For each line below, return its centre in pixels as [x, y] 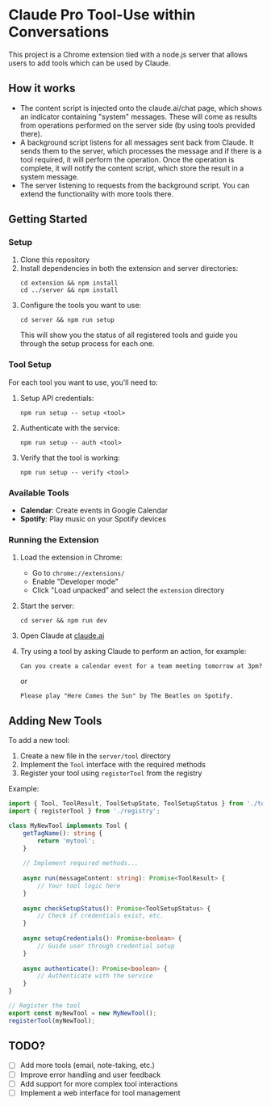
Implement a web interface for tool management [100, 1092]
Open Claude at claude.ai [62, 635]
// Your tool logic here [79, 886]
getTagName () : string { [63, 833]
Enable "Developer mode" [75, 582]
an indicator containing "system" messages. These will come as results [139, 116]
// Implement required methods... [81, 863]
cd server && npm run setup [67, 320]
